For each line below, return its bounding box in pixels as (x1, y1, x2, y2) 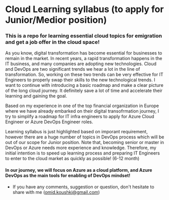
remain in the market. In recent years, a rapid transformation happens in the (5, 56, 162, 62)
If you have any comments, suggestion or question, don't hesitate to (12, 183, 155, 190)
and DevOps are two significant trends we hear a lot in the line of (5, 66, 140, 72)
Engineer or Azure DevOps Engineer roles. (5, 119, 93, 125)
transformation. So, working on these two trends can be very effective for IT (5, 72, 163, 78)
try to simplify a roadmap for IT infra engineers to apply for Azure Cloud (5, 114, 155, 120)
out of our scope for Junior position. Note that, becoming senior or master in (5, 139, 164, 145)
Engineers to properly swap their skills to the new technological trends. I (5, 77, 155, 83)
